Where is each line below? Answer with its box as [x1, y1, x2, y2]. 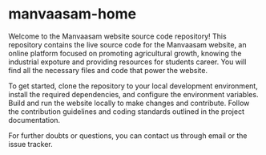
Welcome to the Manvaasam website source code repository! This [8, 31, 227, 41]
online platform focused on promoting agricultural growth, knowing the [8, 48, 242, 58]
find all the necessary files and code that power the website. [8, 65, 208, 75]
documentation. [8, 115, 61, 124]
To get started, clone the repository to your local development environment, [8, 81, 258, 91]
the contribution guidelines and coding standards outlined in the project [8, 106, 244, 116]
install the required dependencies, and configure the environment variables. [8, 89, 259, 99]
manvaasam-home [8, 5, 137, 23]
